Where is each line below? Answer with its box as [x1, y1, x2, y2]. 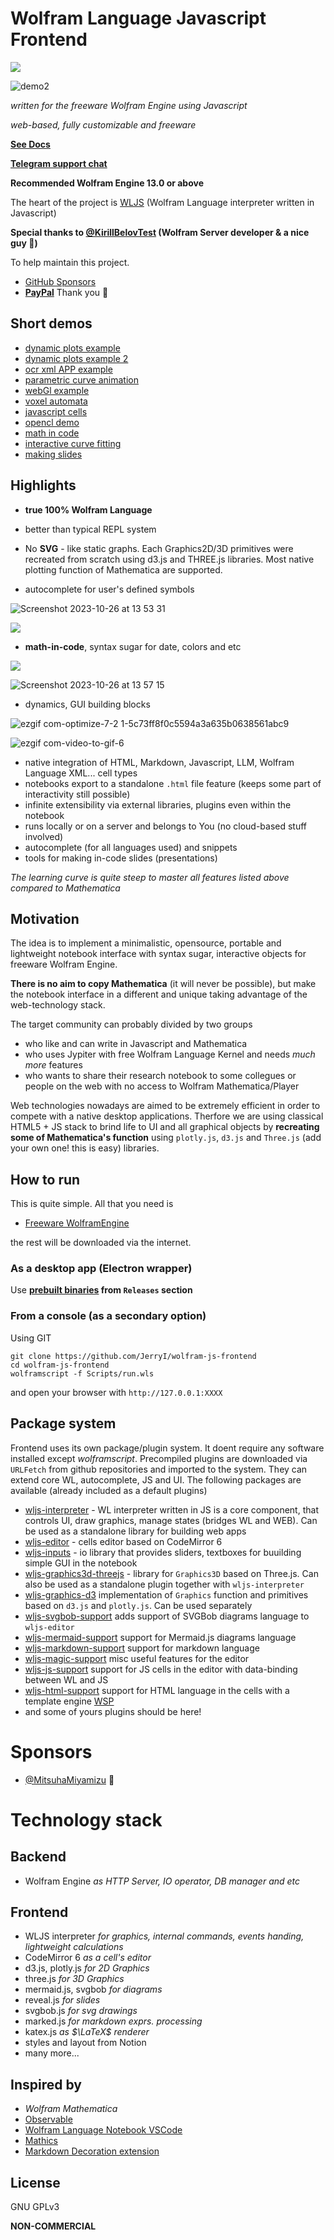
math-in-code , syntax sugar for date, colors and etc [24, 640, 242, 652]
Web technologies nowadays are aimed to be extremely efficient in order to [10, 1100, 321, 1112]
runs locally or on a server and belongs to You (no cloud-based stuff [24, 820, 308, 832]
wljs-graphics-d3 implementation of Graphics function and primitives [24, 1588, 309, 1601]
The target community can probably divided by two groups [10, 1018, 253, 1031]
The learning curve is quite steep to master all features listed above [10, 871, 290, 883]
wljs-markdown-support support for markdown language [24, 1642, 260, 1654]
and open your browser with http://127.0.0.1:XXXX [10, 1386, 223, 1398]
